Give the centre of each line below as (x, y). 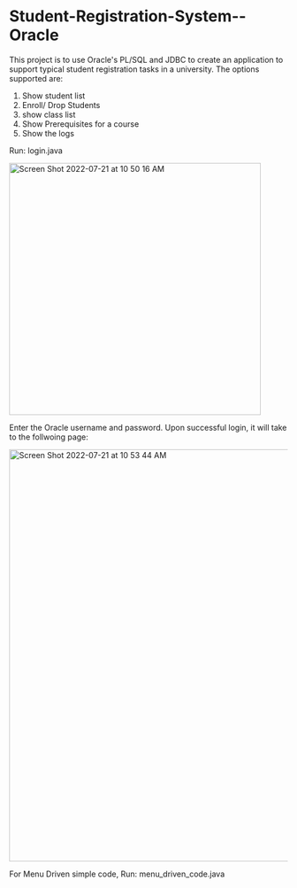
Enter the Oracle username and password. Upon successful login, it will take (148, 427)
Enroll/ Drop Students (61, 105)
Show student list (53, 96)
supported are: (36, 78)
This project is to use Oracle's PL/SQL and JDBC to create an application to (146, 59)
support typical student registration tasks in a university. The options (134, 69)
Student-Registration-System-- (128, 16)
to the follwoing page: (49, 437)
